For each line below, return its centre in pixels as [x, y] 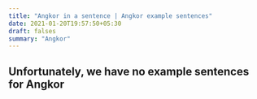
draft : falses [33, 31]
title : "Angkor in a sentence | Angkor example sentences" [111, 16]
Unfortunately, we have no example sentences [129, 71]
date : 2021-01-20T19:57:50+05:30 [65, 24]
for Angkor [37, 84]
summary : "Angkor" [39, 39]
